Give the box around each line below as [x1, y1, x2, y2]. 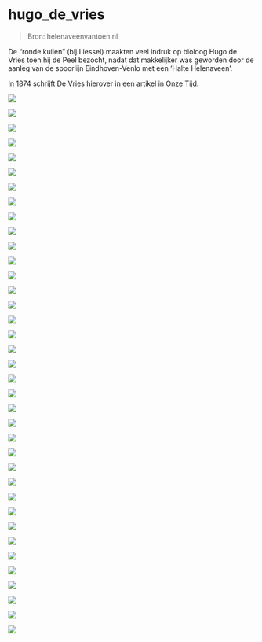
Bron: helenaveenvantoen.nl [27, 31, 118, 41]
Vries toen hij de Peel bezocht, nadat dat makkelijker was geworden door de [8, 55, 254, 65]
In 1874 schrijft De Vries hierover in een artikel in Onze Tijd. [8, 79, 199, 88]
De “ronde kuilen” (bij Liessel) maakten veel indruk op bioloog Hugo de [8, 46, 238, 56]
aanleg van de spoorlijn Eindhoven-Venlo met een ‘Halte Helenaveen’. [8, 63, 233, 72]
